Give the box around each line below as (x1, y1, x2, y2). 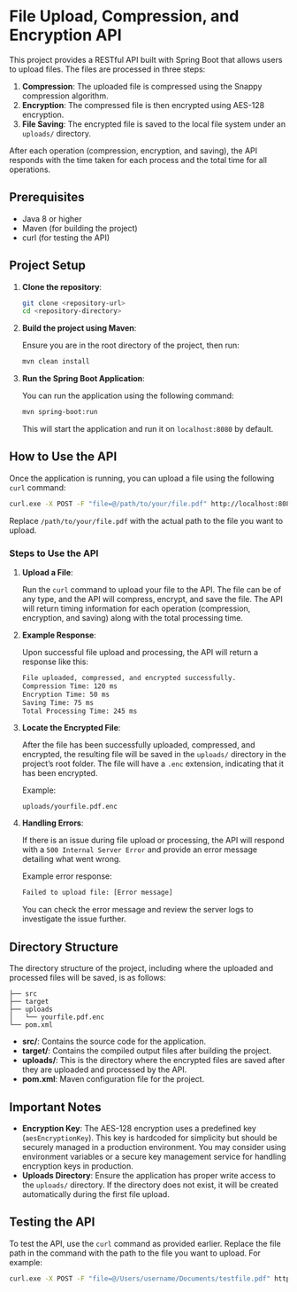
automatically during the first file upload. (21, 1188, 170, 1199)
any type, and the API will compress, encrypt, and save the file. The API (21, 594, 283, 605)
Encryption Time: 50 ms (21, 690, 110, 699)
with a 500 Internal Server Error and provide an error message (21, 844, 258, 855)
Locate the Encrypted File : (21, 723, 121, 733)
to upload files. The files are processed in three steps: (9, 64, 206, 74)
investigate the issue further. (21, 913, 126, 924)
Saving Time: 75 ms (21, 698, 95, 707)
